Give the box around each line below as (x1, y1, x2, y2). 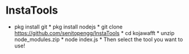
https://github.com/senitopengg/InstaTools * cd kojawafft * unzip (14, 29, 175, 36)
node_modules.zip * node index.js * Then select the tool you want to (14, 36, 183, 43)
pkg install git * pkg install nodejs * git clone (14, 23, 123, 30)
